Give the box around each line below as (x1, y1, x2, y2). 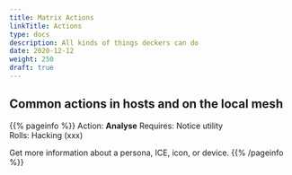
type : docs (9, 30, 50, 39)
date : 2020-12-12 (9, 47, 75, 56)
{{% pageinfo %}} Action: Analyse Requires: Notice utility (9, 120, 223, 131)
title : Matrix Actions (9, 13, 94, 22)
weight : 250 (9, 55, 54, 64)
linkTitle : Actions (9, 22, 83, 31)
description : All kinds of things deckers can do (9, 38, 199, 48)
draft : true (9, 64, 54, 73)
